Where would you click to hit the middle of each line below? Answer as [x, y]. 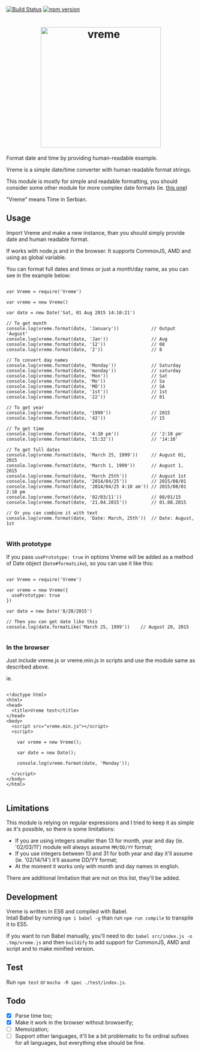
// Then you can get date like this [52, 622]
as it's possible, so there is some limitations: [61, 829]
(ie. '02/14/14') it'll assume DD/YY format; [66, 860]
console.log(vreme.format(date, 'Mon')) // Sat [87, 376]
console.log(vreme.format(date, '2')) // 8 [84, 349]
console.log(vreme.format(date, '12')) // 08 [85, 344]
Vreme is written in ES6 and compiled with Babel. [67, 911]
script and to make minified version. [50, 948]
